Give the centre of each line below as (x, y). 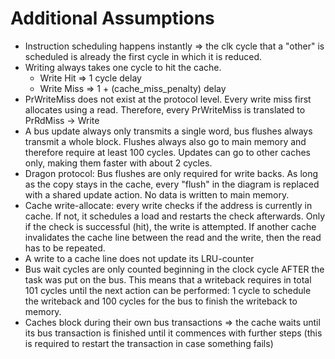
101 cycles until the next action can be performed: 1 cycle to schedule (168, 290)
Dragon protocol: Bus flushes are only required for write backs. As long (171, 173)
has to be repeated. (65, 248)
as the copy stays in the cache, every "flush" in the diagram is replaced (172, 184)
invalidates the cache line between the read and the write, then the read (173, 237)
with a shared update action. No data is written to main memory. (157, 194)
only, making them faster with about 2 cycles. (118, 163)
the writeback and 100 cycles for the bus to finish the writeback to (161, 301)
